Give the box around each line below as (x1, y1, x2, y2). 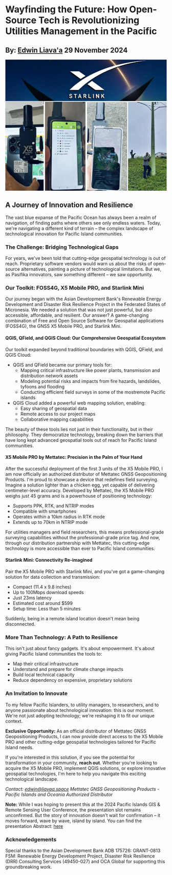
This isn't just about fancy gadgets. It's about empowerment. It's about (5, 645, 155, 652)
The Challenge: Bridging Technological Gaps (5, 243, 119, 251)
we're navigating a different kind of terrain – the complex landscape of (5, 225, 154, 231)
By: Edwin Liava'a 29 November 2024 (5, 46, 128, 54)
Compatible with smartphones (12, 508, 77, 514)
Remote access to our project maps (20, 411, 96, 417)
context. (5, 718, 23, 724)
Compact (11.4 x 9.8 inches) (12, 584, 72, 590)
